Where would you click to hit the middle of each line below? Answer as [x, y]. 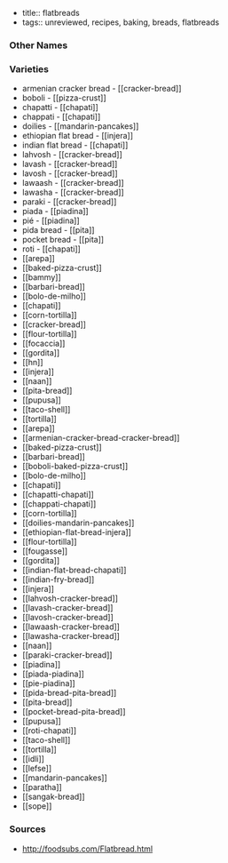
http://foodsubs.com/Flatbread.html [87, 849]
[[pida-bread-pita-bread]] [69, 693]
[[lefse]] [37, 769]
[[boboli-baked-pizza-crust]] [75, 467]
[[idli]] [33, 759]
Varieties [29, 68]
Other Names [39, 45]
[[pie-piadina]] [48, 683]
